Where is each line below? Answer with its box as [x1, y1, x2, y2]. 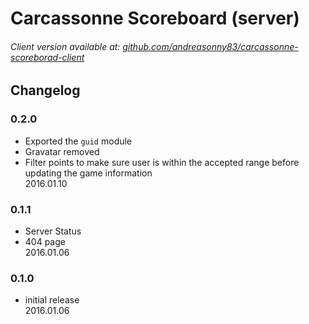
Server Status [24, 225, 82, 237]
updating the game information [24, 167, 153, 179]
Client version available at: [10, 40, 121, 52]
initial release [24, 294, 80, 306]
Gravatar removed [24, 145, 100, 157]
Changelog [10, 82, 81, 99]
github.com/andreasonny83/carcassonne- [122, 40, 299, 52]
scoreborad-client [10, 51, 85, 63]
